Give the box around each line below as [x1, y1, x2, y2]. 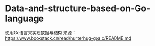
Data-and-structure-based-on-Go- [5, 3, 151, 14]
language [5, 13, 44, 24]
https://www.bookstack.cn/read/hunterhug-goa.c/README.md [5, 35, 132, 41]
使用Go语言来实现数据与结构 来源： [5, 30, 77, 35]
